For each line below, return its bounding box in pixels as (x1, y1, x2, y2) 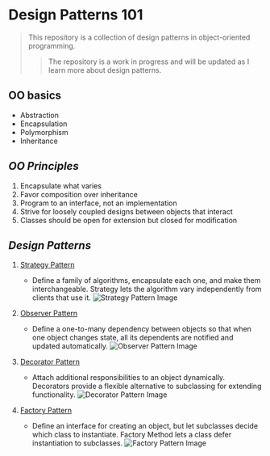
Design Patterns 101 (8, 6, 143, 24)
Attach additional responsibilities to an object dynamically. (31, 373, 226, 382)
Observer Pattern (19, 309, 78, 319)
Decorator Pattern (19, 357, 81, 367)
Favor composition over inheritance (19, 189, 139, 199)
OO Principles (8, 159, 79, 173)
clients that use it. (31, 293, 91, 302)
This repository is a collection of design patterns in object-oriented (27, 32, 251, 42)
